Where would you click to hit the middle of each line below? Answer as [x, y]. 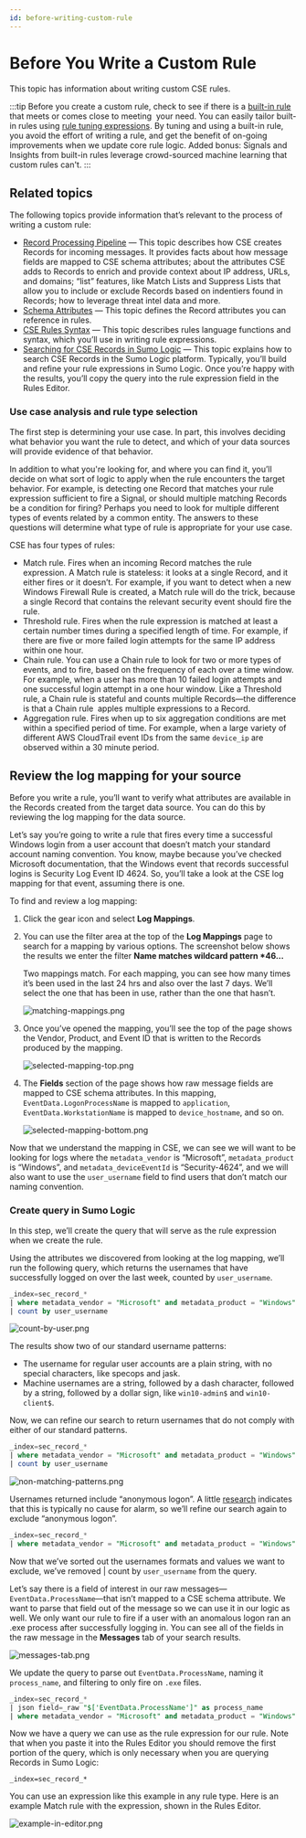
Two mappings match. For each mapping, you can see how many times [156, 973]
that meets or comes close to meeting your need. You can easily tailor [142, 116]
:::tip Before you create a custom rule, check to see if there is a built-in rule [150, 106]
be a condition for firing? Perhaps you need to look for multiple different [144, 507]
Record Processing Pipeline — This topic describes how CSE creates [152, 242]
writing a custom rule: [50, 225]
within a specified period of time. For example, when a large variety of [154, 728]
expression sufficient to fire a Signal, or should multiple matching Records [148, 498]
